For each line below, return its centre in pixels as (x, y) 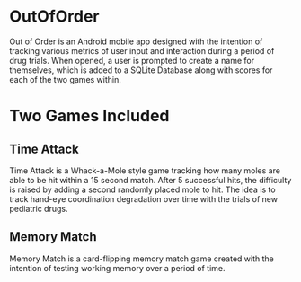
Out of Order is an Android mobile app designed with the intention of (136, 41)
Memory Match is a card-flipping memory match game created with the (142, 259)
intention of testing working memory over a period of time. (117, 268)
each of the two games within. (65, 79)
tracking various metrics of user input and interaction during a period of (142, 50)
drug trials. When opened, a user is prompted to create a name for (132, 60)
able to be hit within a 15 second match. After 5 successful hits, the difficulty (150, 180)
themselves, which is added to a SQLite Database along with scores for (141, 70)
